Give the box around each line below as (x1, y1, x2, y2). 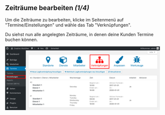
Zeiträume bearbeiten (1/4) (5, 4, 89, 12)
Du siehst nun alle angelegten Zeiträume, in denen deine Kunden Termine (5, 31, 154, 37)
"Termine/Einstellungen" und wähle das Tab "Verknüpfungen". (5, 22, 132, 28)
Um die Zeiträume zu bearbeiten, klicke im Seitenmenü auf (5, 17, 124, 22)
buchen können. (5, 37, 38, 42)
